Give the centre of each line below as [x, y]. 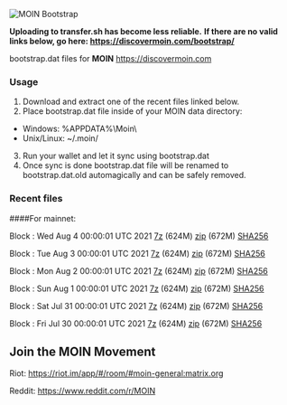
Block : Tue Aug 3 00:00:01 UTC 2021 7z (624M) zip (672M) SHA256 [138, 253]
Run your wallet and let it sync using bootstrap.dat [116, 156]
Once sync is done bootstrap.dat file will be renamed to [125, 165]
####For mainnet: [43, 218]
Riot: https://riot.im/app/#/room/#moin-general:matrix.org [116, 373]
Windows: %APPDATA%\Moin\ [79, 129]
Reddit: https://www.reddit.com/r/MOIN [83, 391]
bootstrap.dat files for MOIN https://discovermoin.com [111, 58]
